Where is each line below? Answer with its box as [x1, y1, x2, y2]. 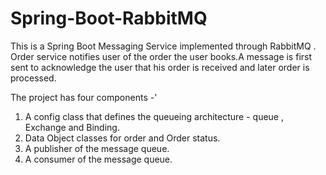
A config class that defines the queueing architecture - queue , [24, 110, 284, 122]
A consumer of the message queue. [24, 153, 173, 165]
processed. [10, 72, 57, 84]
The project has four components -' [10, 91, 158, 103]
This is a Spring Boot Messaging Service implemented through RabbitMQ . [10, 40, 317, 52]
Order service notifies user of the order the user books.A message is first [10, 50, 313, 62]
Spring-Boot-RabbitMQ [10, 7, 208, 30]
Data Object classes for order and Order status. [24, 132, 221, 144]
